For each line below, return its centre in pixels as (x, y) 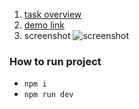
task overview (52, 14)
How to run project (55, 61)
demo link (44, 25)
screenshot (47, 35)
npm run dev (48, 95)
